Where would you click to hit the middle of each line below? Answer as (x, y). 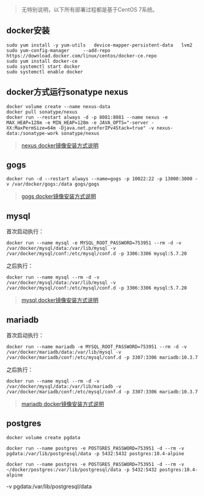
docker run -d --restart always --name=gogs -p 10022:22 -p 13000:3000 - (102, 179)
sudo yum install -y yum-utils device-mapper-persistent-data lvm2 (99, 45)
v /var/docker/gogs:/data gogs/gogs (53, 184)
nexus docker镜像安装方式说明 (60, 145)
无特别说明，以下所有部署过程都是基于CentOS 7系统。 (89, 9)
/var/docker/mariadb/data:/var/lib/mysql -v (64, 352)
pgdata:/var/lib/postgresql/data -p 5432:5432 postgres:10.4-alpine (95, 454)
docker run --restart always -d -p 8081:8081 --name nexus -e (87, 117)
